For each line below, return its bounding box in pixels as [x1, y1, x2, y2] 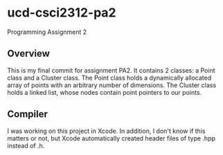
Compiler [7, 109, 48, 120]
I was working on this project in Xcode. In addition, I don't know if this [7, 127, 206, 135]
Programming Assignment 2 [7, 28, 87, 36]
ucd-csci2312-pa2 [7, 5, 116, 21]
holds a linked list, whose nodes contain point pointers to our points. [7, 88, 202, 96]
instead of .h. [7, 141, 45, 149]
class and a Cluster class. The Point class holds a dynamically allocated [7, 73, 212, 82]
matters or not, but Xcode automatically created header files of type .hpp [7, 134, 216, 143]
